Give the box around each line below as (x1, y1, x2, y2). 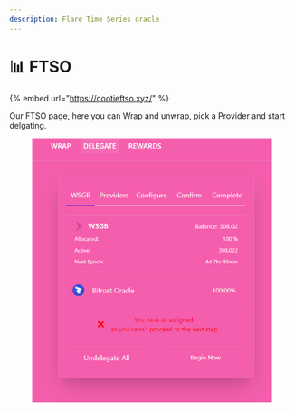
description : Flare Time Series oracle (9, 14, 160, 24)
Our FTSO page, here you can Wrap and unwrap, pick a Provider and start (9, 110, 285, 121)
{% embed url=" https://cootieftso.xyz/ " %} (9, 92, 170, 103)
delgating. (9, 120, 47, 130)
